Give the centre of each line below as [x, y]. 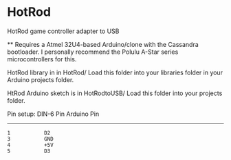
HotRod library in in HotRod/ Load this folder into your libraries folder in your [115, 72]
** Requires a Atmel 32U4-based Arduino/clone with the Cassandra [103, 44]
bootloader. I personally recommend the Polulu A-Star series [93, 52]
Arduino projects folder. [41, 79]
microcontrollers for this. [42, 59]
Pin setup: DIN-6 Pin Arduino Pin [53, 114]
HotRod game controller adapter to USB [63, 31]
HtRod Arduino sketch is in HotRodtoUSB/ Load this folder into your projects [115, 93]
